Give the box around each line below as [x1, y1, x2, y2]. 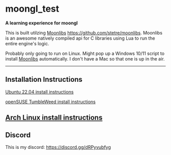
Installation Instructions [5, 75, 83, 84]
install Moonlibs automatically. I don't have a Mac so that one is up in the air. [5, 55, 165, 61]
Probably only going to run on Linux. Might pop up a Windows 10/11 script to [5, 50, 164, 56]
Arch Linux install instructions [5, 113, 103, 122]
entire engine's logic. [5, 40, 49, 46]
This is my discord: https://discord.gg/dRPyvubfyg [5, 144, 111, 150]
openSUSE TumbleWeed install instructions [5, 99, 96, 105]
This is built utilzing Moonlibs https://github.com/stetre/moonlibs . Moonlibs [5, 29, 163, 36]
